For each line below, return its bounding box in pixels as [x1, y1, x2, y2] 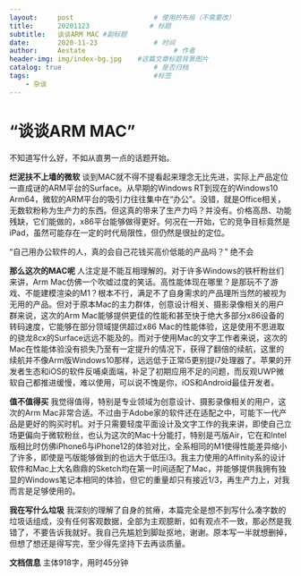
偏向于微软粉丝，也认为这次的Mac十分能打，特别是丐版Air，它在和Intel [24, 429, 287, 440]
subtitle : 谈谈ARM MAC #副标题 [9, 30, 127, 38]
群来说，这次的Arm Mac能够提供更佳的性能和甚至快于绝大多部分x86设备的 [9, 309, 285, 320]
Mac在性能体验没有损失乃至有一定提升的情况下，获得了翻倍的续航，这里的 [9, 343, 285, 354]
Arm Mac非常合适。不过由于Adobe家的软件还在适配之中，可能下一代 [24, 407, 279, 418]
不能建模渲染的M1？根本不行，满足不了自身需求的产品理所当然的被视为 [24, 287, 287, 298]
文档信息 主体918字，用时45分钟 [9, 556, 129, 568]
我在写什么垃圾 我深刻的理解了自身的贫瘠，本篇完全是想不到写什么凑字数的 [9, 504, 287, 515]
